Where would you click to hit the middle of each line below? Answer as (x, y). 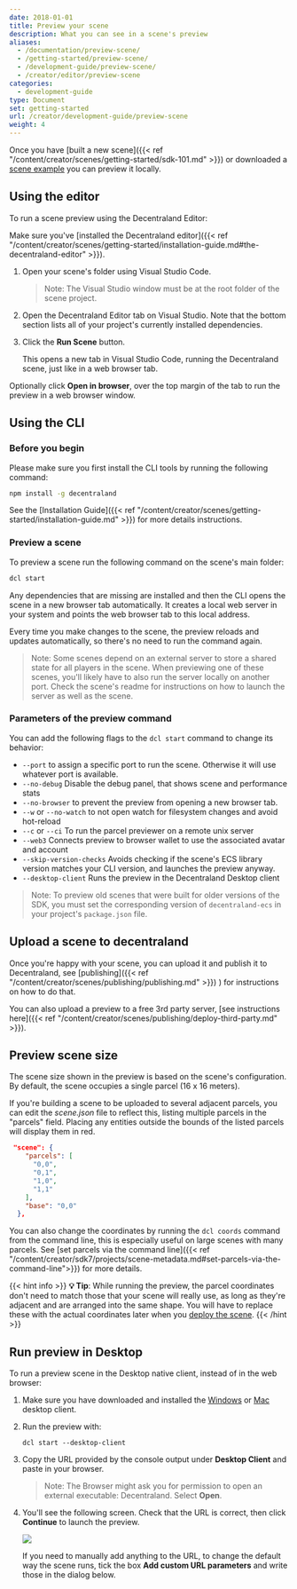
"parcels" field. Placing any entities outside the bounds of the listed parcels (147, 1122)
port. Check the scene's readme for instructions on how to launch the (158, 686)
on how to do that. (43, 992)
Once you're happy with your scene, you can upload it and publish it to (138, 963)
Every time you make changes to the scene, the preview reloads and (134, 631)
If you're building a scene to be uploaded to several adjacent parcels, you (143, 1103)
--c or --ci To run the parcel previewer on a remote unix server (138, 830)
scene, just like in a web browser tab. (90, 368)
